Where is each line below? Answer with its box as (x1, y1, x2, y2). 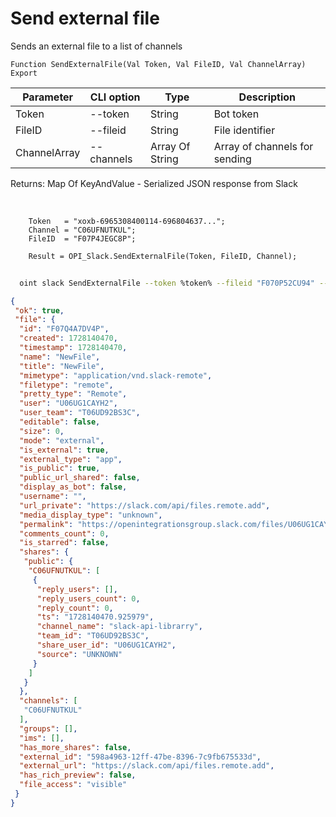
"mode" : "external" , (19, 435, 105, 446)
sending (213, 152, 252, 166)
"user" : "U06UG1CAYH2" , (19, 398, 118, 409)
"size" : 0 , (19, 426, 65, 436)
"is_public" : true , (19, 463, 101, 474)
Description (238, 90, 297, 104)
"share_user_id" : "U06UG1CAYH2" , (36, 640, 177, 651)
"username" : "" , (19, 492, 87, 502)
